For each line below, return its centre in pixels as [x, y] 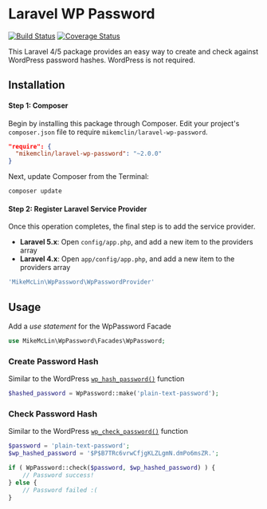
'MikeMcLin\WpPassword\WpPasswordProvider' [82, 282]
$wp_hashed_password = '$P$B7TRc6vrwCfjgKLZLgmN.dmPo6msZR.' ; [114, 453]
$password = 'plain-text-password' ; [69, 446]
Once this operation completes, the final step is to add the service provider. [132, 227]
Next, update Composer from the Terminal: [79, 177]
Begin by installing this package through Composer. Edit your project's [124, 123]
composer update [35, 191]
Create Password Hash [53, 361]
